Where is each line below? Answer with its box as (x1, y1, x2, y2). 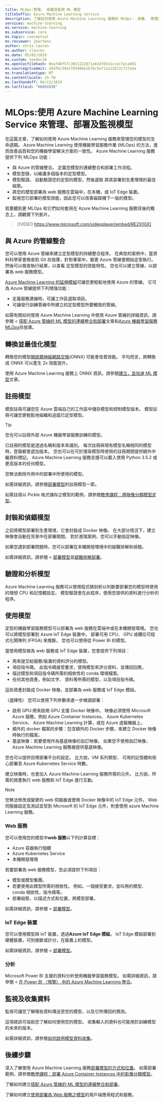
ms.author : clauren (5, 48, 45, 53)
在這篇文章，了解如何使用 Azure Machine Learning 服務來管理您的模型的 (5, 136, 151, 142)
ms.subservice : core (5, 30, 47, 35)
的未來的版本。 (5, 1025, 35, 1031)
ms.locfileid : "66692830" (5, 84, 58, 89)
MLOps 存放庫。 (5, 324, 37, 330)
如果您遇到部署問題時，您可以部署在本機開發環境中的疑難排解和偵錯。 (5, 543, 146, 549)
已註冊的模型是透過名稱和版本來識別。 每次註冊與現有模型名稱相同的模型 (5, 442, 152, 448)
